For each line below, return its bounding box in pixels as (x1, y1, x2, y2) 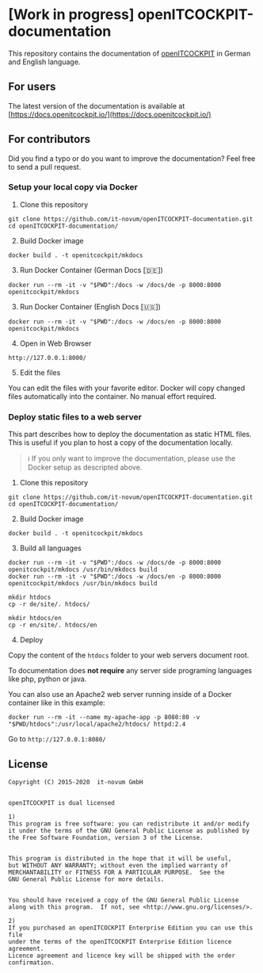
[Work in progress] (8, 6, 135, 24)
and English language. (8, 57, 81, 67)
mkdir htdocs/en (8, 615, 62, 622)
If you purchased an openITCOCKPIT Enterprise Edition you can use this (8, 924, 253, 932)
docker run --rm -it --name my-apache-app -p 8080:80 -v (8, 714, 200, 722)
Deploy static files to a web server (8, 411, 143, 422)
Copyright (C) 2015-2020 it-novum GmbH (8, 778, 144, 786)
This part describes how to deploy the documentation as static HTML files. (8, 430, 252, 439)
